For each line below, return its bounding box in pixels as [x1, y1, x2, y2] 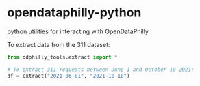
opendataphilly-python [7, 5, 142, 20]
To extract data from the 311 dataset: [7, 40, 111, 48]
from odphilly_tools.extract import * [7, 53, 118, 61]
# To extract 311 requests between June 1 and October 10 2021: [7, 66, 195, 73]
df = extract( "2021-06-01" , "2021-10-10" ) [7, 72, 130, 79]
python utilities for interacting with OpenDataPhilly [7, 27, 149, 35]
